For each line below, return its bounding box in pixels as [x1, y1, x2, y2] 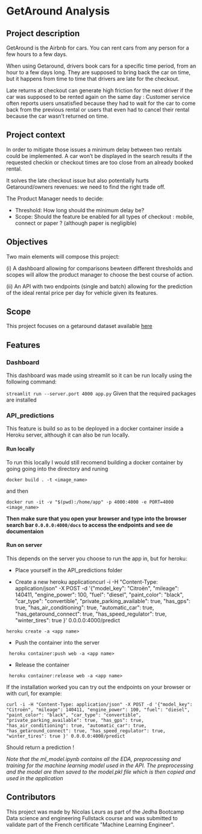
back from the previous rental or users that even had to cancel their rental [6, 106, 190, 113]
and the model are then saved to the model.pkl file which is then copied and [6, 768, 196, 776]
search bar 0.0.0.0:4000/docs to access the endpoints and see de [6, 521, 173, 528]
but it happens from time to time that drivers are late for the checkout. [6, 75, 180, 82]
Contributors [6, 792, 56, 803]
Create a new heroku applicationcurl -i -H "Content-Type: [14, 578, 158, 586]
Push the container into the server [14, 639, 100, 646]
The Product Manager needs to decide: [6, 195, 104, 202]
